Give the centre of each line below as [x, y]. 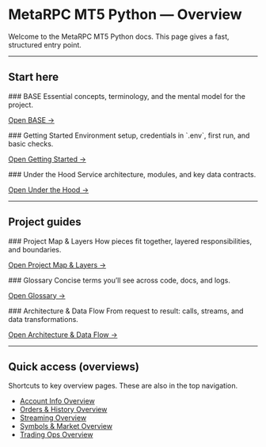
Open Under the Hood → [49, 189]
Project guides [45, 222]
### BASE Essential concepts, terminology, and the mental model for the [127, 96]
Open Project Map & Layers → [57, 265]
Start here [34, 77]
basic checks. [31, 143]
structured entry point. [45, 44]
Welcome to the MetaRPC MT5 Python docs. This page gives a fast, [119, 36]
